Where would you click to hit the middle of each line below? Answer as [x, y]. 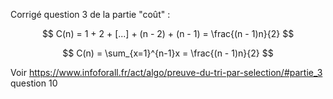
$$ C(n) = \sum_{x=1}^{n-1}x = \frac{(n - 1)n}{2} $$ [168, 53]
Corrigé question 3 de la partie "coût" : [90, 14]
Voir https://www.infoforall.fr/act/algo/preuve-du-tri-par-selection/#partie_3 [166, 72]
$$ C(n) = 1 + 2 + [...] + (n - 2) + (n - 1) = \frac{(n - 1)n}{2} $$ [168, 33]
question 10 [34, 83]
